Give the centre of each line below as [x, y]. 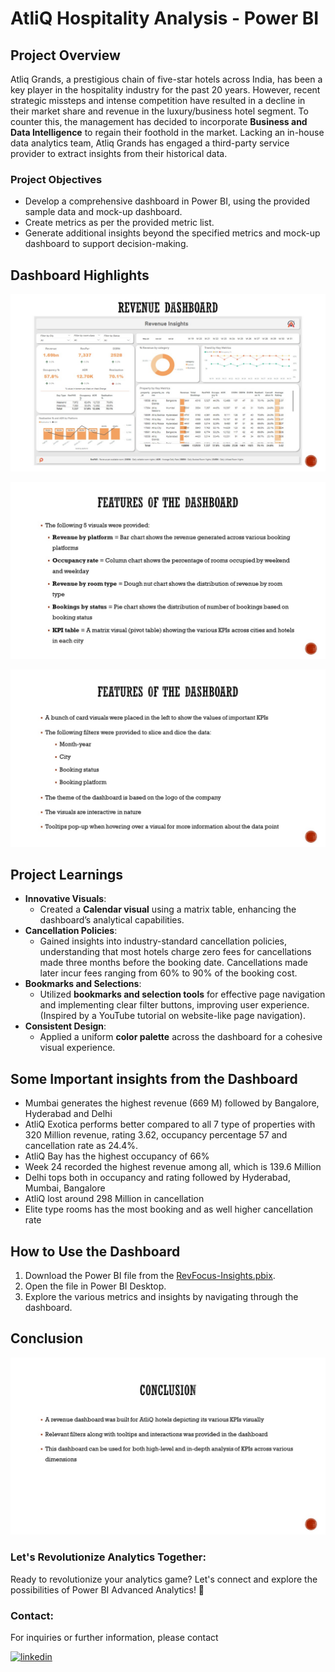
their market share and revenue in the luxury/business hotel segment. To [159, 111]
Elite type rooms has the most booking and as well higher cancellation [169, 1209]
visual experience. [77, 1048]
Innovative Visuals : [65, 899]
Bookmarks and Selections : [83, 984]
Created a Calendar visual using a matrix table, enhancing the [168, 909]
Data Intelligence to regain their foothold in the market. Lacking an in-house [167, 132]
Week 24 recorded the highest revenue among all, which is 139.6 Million [173, 1167]
